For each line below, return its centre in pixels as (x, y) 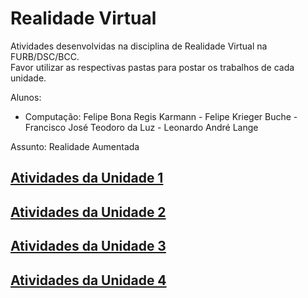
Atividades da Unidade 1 (87, 178)
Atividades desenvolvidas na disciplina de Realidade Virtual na (139, 46)
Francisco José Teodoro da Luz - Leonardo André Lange (141, 127)
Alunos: (26, 97)
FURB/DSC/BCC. (45, 56)
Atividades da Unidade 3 (88, 246)
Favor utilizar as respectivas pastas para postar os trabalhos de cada (152, 67)
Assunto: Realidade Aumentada (75, 146)
